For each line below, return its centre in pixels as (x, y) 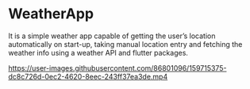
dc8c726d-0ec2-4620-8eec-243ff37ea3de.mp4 (88, 76)
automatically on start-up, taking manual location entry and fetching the (125, 44)
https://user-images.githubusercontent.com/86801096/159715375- (117, 68)
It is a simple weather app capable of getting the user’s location (112, 36)
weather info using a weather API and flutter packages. (98, 52)
